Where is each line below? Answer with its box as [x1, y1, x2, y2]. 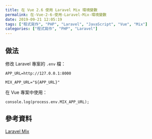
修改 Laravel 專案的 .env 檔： [5, 60, 66, 66]
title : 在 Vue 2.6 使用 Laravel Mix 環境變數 [5, 7, 98, 13]
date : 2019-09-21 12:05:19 [5, 17, 62, 22]
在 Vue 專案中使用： [5, 89, 47, 95]
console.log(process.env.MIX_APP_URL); [5, 99, 90, 105]
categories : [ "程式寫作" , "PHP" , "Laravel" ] [5, 26, 98, 31]
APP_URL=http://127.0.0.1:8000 [5, 71, 71, 76]
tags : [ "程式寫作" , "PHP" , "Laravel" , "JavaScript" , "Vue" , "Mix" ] [5, 21, 148, 27]
